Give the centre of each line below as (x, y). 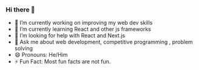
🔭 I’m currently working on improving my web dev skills (83, 23)
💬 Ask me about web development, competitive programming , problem (104, 42)
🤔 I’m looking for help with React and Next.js (70, 36)
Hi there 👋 (21, 10)
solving (24, 48)
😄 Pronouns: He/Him (41, 55)
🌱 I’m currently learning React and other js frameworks (83, 29)
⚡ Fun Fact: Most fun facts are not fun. (62, 62)
